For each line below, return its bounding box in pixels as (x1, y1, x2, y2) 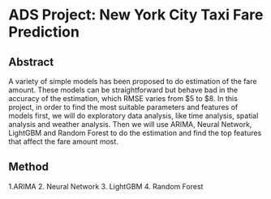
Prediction (8, 23, 80, 41)
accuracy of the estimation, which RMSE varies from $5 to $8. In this (8, 94, 238, 103)
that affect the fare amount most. (8, 137, 119, 146)
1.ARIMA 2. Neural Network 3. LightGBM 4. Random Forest (8, 181, 204, 191)
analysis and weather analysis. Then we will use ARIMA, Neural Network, (8, 120, 252, 129)
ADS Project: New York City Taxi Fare (8, 6, 264, 24)
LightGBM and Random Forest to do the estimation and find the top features (8, 128, 262, 138)
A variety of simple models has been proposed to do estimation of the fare (8, 77, 257, 86)
